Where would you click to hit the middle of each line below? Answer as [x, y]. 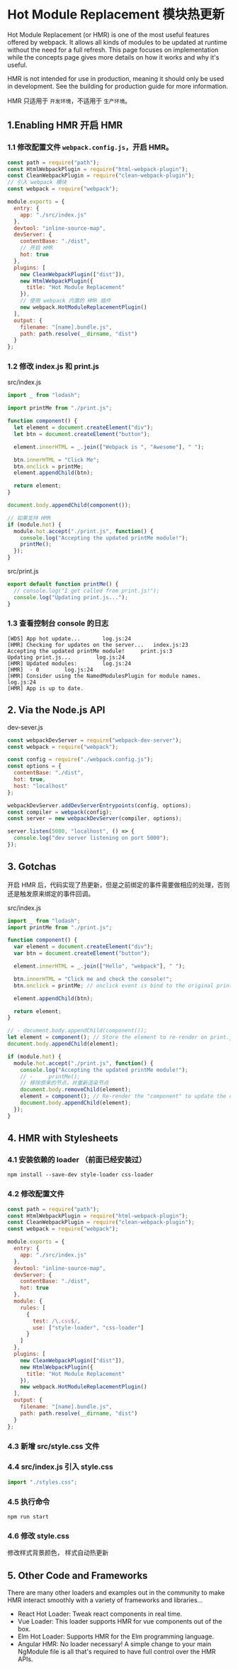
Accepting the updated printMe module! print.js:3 [90, 651]
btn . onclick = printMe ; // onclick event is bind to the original [114, 985]
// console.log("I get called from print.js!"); [87, 591]
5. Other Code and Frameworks [78, 1576]
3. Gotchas [32, 867]
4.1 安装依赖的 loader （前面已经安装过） [77, 1160]
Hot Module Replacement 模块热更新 [116, 15]
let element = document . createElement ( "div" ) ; [84, 428]
